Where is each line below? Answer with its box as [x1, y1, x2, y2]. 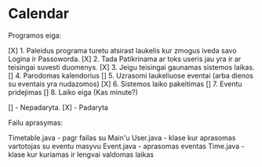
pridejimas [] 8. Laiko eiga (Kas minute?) [8, 87, 139, 96]
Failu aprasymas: [8, 118, 64, 127]
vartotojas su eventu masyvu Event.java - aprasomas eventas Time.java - [8, 141, 245, 151]
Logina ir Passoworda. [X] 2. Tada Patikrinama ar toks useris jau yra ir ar [8, 54, 242, 64]
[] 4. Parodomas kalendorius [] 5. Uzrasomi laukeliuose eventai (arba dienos [8, 71, 253, 80]
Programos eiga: [8, 31, 62, 40]
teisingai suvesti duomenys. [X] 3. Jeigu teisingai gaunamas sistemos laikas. [8, 62, 255, 71]
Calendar [8, 5, 69, 23]
